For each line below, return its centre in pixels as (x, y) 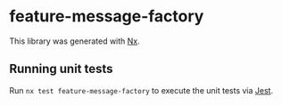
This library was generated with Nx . (75, 41)
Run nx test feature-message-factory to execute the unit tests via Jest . (141, 90)
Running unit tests (61, 69)
